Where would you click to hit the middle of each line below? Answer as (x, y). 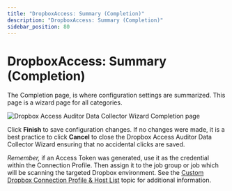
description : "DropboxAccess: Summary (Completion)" (85, 20)
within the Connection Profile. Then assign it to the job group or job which (113, 165)
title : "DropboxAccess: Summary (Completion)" (76, 14)
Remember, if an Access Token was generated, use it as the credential (108, 158)
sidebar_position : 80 (39, 26)
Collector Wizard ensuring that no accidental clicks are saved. (96, 144)
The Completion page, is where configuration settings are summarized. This (116, 95)
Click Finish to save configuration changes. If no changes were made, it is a (116, 130)
